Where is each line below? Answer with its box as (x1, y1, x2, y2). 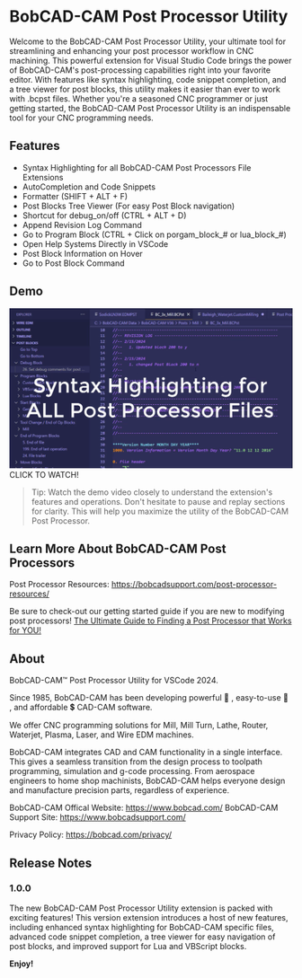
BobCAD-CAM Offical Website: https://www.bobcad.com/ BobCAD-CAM (9, 802, 279, 814)
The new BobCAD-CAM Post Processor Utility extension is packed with (9, 903, 273, 913)
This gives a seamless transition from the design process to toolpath (9, 756, 263, 767)
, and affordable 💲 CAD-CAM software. (9, 702, 153, 713)
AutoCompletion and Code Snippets (22, 181, 155, 192)
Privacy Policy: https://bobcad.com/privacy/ (9, 829, 173, 841)
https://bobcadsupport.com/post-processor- (111, 579, 277, 590)
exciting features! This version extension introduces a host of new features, (9, 912, 289, 922)
